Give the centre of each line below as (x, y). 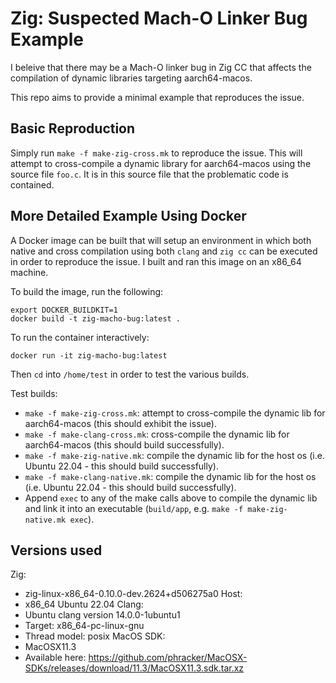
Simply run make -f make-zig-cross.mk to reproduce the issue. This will (156, 153)
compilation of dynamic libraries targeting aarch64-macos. (131, 78)
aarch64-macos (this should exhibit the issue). (120, 423)
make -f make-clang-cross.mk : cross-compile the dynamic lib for (157, 434)
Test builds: (34, 393)
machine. (29, 272)
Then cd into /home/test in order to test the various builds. (130, 374)
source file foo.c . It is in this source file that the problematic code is (149, 174)
